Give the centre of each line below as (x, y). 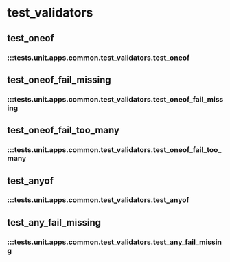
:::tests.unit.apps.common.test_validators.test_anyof (99, 200)
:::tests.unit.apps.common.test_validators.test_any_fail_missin (114, 242)
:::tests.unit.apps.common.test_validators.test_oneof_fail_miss (115, 99)
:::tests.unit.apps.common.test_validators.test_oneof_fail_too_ (114, 150)
